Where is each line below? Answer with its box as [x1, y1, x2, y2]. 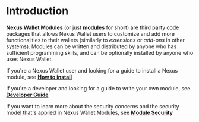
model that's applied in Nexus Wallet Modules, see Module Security [6, 109, 173, 116]
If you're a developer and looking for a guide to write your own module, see [6, 85, 191, 92]
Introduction [6, 4, 69, 18]
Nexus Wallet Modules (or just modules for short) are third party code [6, 24, 179, 31]
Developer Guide [6, 91, 49, 98]
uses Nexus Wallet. [6, 55, 53, 62]
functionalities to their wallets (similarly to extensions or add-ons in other [6, 36, 185, 43]
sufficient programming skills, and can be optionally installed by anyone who [6, 49, 194, 56]
